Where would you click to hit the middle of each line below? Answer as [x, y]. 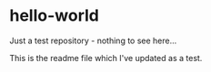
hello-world [55, 16]
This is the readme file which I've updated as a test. [106, 58]
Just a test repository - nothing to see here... [93, 40]
